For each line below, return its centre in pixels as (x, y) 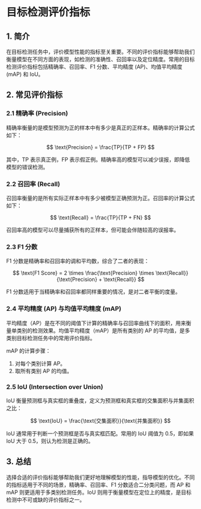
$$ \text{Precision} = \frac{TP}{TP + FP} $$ (100, 147)
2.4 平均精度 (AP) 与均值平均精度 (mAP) (64, 309)
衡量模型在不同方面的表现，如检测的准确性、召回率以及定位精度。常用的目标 (100, 59)
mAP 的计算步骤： (28, 350)
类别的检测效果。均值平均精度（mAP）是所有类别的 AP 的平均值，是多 (103, 331)
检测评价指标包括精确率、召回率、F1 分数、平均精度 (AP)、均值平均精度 (94, 67)
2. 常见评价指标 (34, 95)
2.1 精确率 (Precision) (37, 113)
